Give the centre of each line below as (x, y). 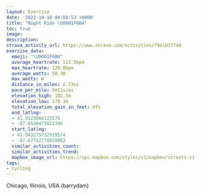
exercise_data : (25, 51)
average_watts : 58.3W (39, 73)
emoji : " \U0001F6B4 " (37, 57)
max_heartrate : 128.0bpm (43, 68)
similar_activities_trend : (45, 152)
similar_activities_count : (45, 146)
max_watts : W (28, 79)
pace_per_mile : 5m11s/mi (43, 90)
